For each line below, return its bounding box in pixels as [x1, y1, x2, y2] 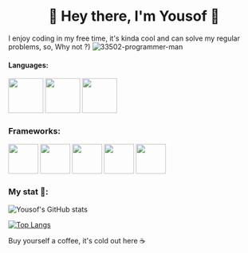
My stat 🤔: [8, 186, 49, 197]
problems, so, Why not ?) [8, 41, 91, 51]
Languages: [8, 60, 49, 70]
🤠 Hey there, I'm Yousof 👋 [48, 7, 220, 25]
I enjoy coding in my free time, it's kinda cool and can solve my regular [8, 33, 241, 43]
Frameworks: [8, 126, 61, 137]
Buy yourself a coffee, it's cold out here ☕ [8, 235, 146, 245]
